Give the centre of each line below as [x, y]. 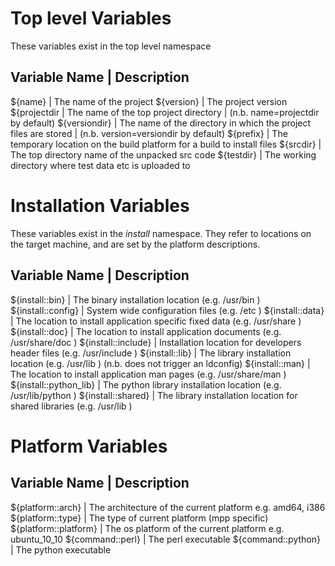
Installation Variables [100, 205]
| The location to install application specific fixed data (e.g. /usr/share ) [156, 321]
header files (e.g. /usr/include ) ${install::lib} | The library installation [151, 353]
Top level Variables [91, 18]
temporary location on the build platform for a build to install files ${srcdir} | [166, 144]
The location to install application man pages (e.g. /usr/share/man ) [148, 374]
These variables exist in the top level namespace [111, 46]
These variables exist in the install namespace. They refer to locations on [161, 233]
